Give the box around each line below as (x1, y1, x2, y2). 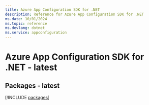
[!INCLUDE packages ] (5, 95, 50, 100)
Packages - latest (5, 81, 60, 90)
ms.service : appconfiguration (5, 30, 67, 35)
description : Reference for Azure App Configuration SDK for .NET (5, 12, 144, 17)
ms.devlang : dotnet (5, 26, 45, 31)
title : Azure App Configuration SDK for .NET (5, 7, 100, 12)
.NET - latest (5, 62, 58, 73)
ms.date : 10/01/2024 (5, 16, 48, 21)
